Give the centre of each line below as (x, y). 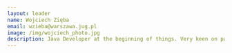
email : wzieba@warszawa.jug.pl (52, 26)
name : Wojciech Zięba (38, 20)
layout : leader (29, 13)
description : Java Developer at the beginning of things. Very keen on (112, 39)
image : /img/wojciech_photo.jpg (54, 33)
